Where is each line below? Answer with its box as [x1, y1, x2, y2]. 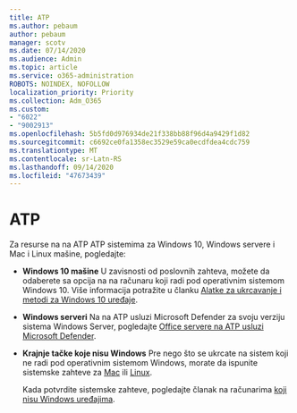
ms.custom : [9, 105, 50, 114]
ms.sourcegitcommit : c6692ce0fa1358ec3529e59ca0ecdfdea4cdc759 [9, 138, 250, 147]
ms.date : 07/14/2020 [9, 46, 87, 55]
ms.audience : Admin [9, 55, 82, 63]
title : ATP [9, 13, 50, 22]
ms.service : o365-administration [9, 72, 134, 80]
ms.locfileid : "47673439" [9, 171, 106, 180]
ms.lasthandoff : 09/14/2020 [9, 163, 115, 172]
